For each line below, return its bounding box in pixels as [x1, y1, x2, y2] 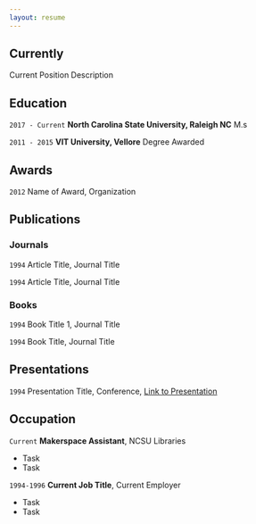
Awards [9, 162, 54, 178]
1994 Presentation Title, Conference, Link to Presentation [9, 386, 218, 396]
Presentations [9, 362, 89, 378]
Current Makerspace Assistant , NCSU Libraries [9, 435, 186, 446]
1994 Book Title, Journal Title [9, 337, 115, 347]
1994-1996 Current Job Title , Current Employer [9, 479, 181, 490]
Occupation [9, 412, 76, 427]
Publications [9, 212, 81, 228]
